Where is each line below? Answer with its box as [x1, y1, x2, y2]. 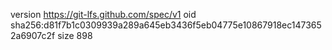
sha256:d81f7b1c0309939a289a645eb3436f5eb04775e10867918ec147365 [10, 19, 322, 31]
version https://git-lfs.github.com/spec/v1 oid [10, 9, 197, 20]
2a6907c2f [10, 30, 56, 41]
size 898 [57, 30, 93, 41]
